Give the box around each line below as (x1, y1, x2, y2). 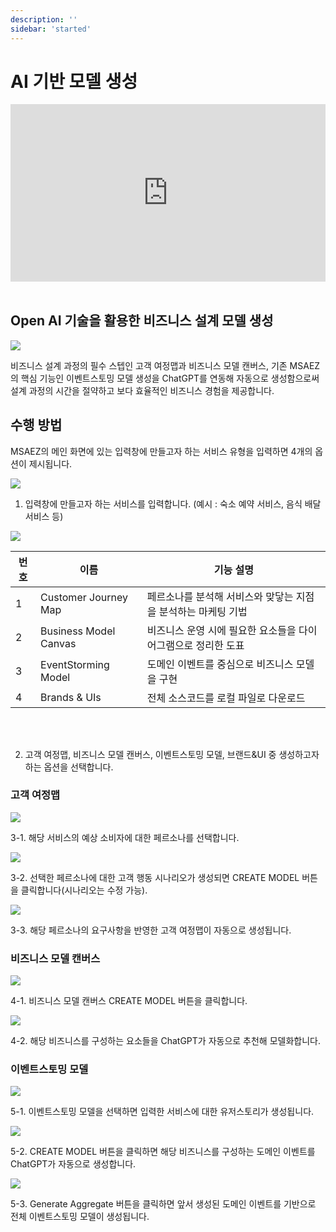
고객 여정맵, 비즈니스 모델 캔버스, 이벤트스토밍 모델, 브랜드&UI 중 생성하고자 (24, 748, 320, 760)
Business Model (40, 624, 116, 638)
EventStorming (40, 657, 110, 671)
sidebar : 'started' (10, 24, 92, 34)
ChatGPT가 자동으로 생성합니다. (10, 1158, 137, 1170)
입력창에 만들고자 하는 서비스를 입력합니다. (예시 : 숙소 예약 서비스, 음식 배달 (24, 497, 322, 510)
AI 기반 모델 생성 (10, 70, 138, 93)
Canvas (40, 636, 77, 650)
